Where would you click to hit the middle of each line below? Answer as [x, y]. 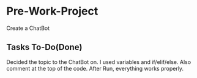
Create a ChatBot [28, 28]
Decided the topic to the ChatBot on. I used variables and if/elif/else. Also [99, 62]
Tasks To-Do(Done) [44, 47]
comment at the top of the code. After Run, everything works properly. [95, 68]
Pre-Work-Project [52, 11]
